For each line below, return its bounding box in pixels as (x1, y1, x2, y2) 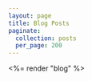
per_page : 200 (15, 42, 62, 50)
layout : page (8, 11, 52, 20)
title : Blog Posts (8, 19, 70, 27)
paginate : (8, 26, 42, 34)
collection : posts (15, 34, 78, 43)
